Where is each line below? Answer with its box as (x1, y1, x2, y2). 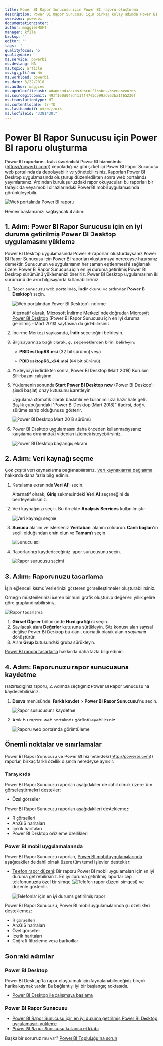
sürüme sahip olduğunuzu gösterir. (12, 407, 83, 413)
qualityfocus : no (5, 48, 40, 53)
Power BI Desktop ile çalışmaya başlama (12, 992, 93, 998)
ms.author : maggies (5, 84, 45, 89)
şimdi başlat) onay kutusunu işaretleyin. (12, 387, 91, 393)
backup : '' (5, 35, 27, 39)
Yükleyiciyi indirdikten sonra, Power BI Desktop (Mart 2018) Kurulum (12, 367, 149, 373)
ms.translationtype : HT (5, 98, 54, 103)
